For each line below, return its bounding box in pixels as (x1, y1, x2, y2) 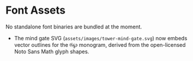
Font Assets (5, 4, 66, 17)
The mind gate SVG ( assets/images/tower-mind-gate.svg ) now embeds (14, 34, 188, 41)
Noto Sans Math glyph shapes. (14, 48, 89, 55)
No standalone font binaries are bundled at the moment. (5, 23, 143, 30)
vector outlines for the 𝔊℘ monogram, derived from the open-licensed (14, 41, 186, 48)
